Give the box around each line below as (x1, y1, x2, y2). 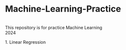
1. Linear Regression (5, 39, 46, 45)
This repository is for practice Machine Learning (5, 24, 102, 30)
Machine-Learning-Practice (5, 3, 121, 15)
